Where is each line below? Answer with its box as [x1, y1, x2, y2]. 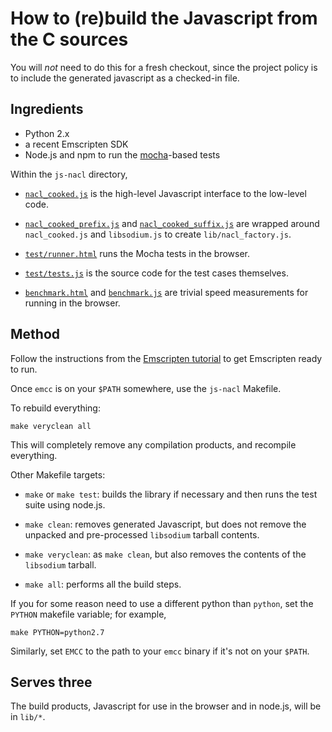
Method [10, 326, 61, 343]
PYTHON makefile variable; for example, [10, 608, 167, 620]
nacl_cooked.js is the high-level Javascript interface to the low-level [24, 187, 307, 199]
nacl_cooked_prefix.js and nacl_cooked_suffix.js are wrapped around [24, 217, 320, 229]
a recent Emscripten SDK [24, 138, 129, 150]
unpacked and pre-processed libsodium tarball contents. [24, 528, 260, 541]
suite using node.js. [24, 498, 106, 511]
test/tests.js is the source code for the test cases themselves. [24, 267, 289, 279]
